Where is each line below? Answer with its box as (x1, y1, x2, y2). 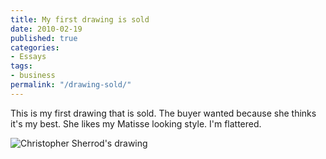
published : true (10, 33, 78, 43)
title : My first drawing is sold (10, 14, 150, 25)
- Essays (10, 52, 47, 62)
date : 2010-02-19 (10, 24, 83, 34)
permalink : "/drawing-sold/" (10, 80, 132, 90)
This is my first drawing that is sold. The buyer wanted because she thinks (10, 107, 317, 119)
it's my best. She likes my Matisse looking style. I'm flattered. (10, 117, 262, 130)
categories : (10, 42, 60, 53)
